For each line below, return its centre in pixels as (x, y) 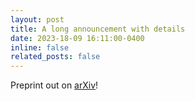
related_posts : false (55, 57)
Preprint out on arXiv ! (54, 85)
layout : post (37, 19)
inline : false (40, 47)
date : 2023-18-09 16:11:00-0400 (77, 38)
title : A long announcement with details (98, 29)
